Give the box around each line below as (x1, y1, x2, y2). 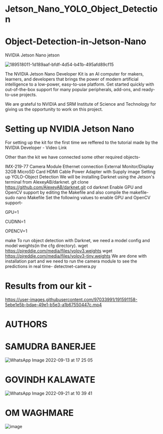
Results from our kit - (5, 281, 92, 292)
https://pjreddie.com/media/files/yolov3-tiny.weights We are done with (5, 253, 147, 259)
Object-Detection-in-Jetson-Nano (5, 36, 146, 47)
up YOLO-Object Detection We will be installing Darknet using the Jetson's (5, 174, 155, 180)
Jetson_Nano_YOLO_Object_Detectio (5, 3, 158, 15)
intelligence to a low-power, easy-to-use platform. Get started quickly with (5, 81, 154, 87)
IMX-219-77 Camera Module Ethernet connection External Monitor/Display (5, 164, 154, 170)
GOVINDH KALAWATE (5, 374, 96, 385)
